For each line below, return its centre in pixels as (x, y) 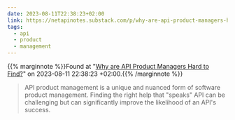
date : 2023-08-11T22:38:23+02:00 (56, 14)
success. (37, 110)
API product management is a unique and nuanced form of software (122, 87)
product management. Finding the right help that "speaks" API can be (125, 95)
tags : (15, 27)
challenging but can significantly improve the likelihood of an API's (120, 102)
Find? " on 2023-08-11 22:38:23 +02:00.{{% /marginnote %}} (95, 74)
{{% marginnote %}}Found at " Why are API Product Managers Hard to (108, 66)
